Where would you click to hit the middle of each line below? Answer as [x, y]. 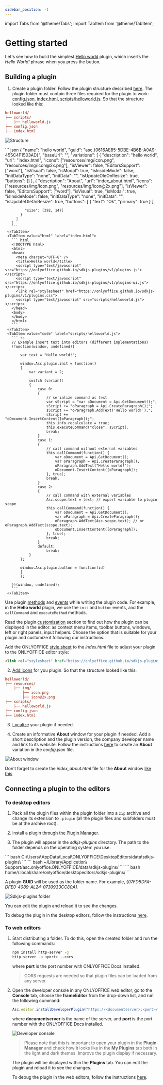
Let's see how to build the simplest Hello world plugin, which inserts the [77, 56]
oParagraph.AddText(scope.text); [39, 525]
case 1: [45, 440]
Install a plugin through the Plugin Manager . [56, 833]
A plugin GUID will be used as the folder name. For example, [65, 882]
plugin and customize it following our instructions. [55, 637]
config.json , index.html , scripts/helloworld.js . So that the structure [78, 99]
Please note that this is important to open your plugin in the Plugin [90, 1043]
